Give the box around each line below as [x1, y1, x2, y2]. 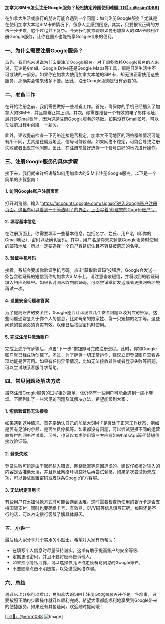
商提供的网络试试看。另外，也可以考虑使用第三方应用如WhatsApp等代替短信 [5, 433, 160, 438]
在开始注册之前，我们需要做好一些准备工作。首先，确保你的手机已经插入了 [5, 103, 156, 109]
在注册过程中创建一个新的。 [5, 122, 61, 127]
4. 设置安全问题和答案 [5, 298, 49, 304]
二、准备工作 [5, 91, 36, 98]
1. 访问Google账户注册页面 [5, 188, 59, 194]
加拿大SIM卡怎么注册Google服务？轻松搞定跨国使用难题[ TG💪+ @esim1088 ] [5, 5, 159, 10]
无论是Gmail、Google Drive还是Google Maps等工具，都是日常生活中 [13, 65, 152, 71]
